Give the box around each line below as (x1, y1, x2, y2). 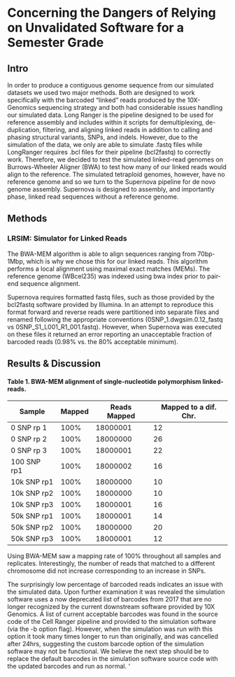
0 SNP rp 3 (10, 446, 48, 455)
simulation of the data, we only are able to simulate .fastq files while (7, 141, 203, 148)
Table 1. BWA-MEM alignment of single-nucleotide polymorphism (7, 377, 201, 385)
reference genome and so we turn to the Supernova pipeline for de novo (7, 178, 216, 186)
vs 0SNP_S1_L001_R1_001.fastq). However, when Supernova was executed (7, 322, 222, 331)
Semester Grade (7, 35, 104, 50)
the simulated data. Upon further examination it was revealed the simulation (7, 587, 225, 596)
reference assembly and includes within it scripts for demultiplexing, (7, 118, 204, 127)
